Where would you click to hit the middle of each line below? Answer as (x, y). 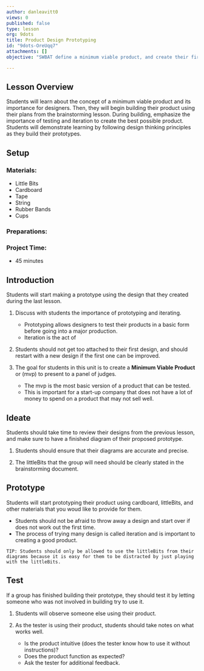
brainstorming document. (47, 469)
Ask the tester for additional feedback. (72, 662)
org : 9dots (20, 35)
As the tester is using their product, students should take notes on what (104, 625)
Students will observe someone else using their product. (86, 613)
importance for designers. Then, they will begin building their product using (101, 108)
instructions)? (41, 650)
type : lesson (23, 29)
